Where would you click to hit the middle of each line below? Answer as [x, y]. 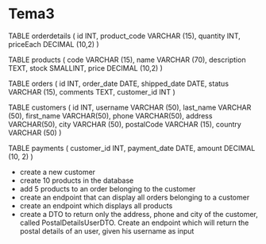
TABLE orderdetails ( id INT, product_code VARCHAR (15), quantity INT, [124, 36]
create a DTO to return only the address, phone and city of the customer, [139, 214]
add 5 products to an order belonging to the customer [108, 188]
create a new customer [58, 172]
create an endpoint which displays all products [96, 205]
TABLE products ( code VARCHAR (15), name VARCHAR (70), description [127, 60]
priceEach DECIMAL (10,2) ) [54, 44]
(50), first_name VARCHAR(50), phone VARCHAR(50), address [110, 115]
